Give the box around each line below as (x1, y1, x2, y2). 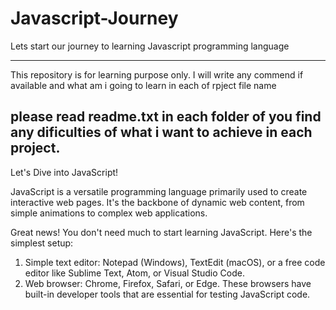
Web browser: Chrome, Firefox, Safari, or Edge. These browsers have (24, 277, 312, 289)
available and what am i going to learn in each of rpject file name (10, 79, 277, 91)
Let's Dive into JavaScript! (10, 166, 119, 178)
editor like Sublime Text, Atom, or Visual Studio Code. (24, 267, 245, 279)
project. (10, 140, 61, 157)
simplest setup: (10, 237, 74, 249)
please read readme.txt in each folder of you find (10, 108, 322, 126)
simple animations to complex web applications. (10, 207, 208, 219)
